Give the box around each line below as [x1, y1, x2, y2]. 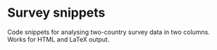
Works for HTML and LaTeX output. [7, 35, 110, 43]
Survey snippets [7, 5, 106, 21]
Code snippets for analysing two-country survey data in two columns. [7, 28, 210, 36]
